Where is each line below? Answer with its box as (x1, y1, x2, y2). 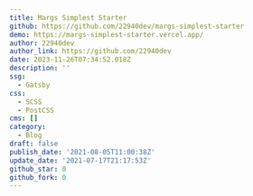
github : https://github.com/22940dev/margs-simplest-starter (9, 22, 245, 31)
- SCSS (17, 97, 42, 107)
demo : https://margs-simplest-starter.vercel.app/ (9, 30, 204, 39)
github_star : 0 (9, 164, 67, 173)
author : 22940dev (9, 38, 75, 48)
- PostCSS (17, 106, 54, 115)
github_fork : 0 (9, 173, 67, 182)
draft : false (9, 139, 59, 148)
